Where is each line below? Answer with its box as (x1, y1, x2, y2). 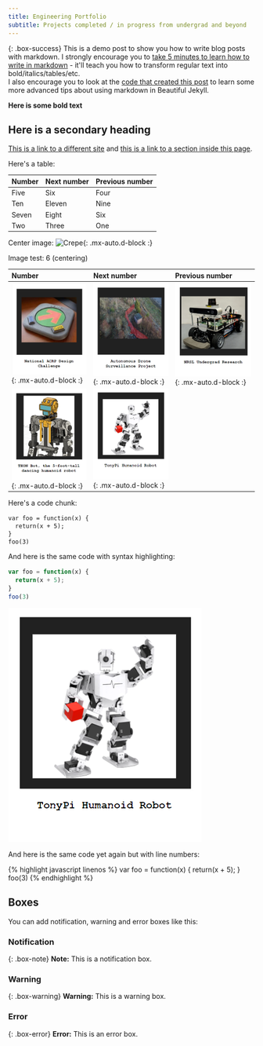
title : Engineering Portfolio (8, 13, 107, 20)
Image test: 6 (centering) (8, 254, 88, 263)
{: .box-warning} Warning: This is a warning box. (8, 992, 167, 1001)
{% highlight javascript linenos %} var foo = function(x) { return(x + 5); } (8, 865, 241, 874)
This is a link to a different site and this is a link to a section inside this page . (8, 144, 253, 153)
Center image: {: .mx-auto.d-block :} (8, 238, 153, 247)
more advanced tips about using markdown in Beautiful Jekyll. (8, 85, 210, 94)
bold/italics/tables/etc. (8, 68, 81, 78)
